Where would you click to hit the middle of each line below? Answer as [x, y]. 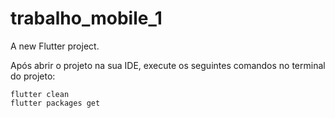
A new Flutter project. [55, 46]
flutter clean [40, 94]
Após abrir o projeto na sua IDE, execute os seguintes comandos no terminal [168, 65]
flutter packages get [55, 103]
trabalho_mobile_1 [86, 18]
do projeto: [33, 76]
